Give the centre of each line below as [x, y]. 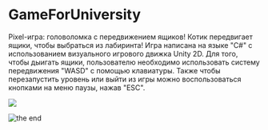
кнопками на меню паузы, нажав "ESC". [77, 87]
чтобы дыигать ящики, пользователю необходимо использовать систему [134, 62]
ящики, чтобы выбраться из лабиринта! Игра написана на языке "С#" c [130, 45]
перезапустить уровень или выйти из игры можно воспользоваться [125, 79]
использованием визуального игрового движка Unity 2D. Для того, [123, 53]
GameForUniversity [75, 15]
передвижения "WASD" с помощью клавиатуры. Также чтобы [115, 70]
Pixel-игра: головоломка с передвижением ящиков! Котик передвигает [131, 37]
